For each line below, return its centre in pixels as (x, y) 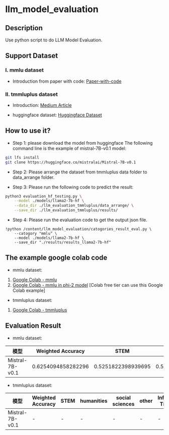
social (123, 398)
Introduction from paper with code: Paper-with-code (67, 81)
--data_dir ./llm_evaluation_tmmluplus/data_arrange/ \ (74, 206)
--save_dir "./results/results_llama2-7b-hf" (63, 242)
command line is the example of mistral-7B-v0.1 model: (69, 148)
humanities (94, 401)
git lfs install (22, 157)
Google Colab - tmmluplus (40, 310)
